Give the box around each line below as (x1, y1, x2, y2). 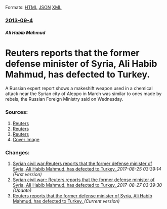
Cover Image (12, 136, 39, 142)
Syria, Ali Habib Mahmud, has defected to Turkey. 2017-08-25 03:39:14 (12, 166, 161, 172)
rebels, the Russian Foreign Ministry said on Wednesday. (5, 96, 123, 102)
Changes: (5, 149, 30, 156)
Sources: (5, 109, 28, 116)
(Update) (12, 187, 32, 194)
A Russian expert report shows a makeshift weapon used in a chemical (5, 86, 153, 92)
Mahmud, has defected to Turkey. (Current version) (12, 198, 120, 204)
